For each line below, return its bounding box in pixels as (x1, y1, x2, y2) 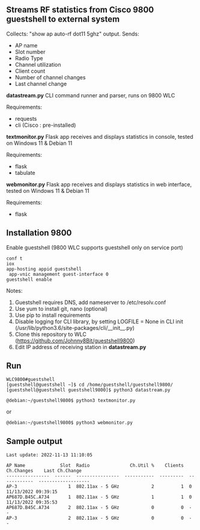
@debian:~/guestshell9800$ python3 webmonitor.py (6, 420, 133, 426)
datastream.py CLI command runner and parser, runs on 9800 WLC (6, 91, 175, 99)
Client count (14, 67, 46, 75)
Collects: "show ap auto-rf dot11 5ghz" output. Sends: (6, 30, 139, 37)
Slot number (14, 48, 46, 55)
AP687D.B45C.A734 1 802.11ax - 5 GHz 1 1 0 (6, 494, 192, 501)
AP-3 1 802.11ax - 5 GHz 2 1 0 (6, 484, 192, 490)
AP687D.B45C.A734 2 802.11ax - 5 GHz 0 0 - (6, 505, 192, 511)
